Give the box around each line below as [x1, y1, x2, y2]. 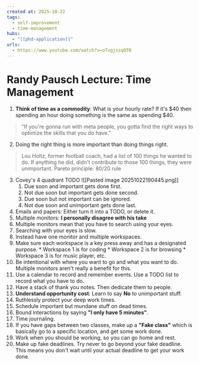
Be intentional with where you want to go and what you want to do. [15, 258, 178, 265]
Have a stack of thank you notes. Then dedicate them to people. [15, 283, 172, 291]
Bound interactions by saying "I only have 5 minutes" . [15, 309, 149, 316]
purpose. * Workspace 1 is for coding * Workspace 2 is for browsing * [15, 246, 186, 253]
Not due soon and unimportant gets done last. [24, 201, 137, 208]
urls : [7, 42, 20, 48]
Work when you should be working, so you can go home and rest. [15, 334, 176, 341]
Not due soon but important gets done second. [24, 189, 139, 196]
